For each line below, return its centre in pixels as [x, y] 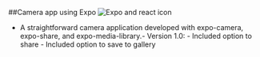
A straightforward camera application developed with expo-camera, [132, 27]
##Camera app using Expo [52, 12]
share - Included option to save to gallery [88, 44]
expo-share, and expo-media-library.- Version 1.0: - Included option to [136, 36]
